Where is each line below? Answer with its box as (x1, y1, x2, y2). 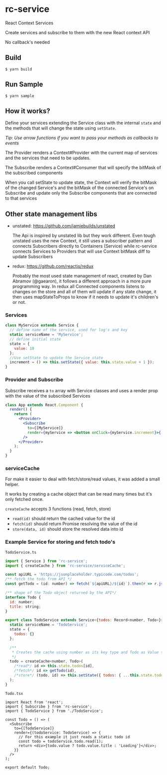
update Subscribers (12, 254, 53, 260)
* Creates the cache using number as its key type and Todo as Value (11, 649, 159, 655)
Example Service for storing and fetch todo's (5, 539, 116, 546)
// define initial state (9, 337, 61, 342)
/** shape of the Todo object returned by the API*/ (5, 590, 117, 595)
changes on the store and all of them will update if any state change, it (12, 289, 157, 295)
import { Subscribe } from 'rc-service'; (5, 704, 92, 709)
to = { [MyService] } (27, 425, 64, 430)
